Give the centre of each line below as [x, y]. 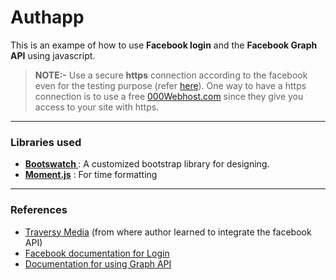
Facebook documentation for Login [97, 253]
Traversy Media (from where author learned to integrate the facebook [168, 232]
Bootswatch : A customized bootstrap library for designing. [147, 164]
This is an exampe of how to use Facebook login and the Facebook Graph [164, 45]
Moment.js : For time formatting [91, 175]
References [39, 210]
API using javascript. [53, 55]
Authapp [47, 17]
